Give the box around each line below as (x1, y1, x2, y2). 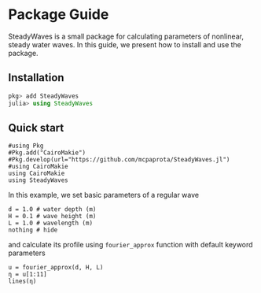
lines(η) (8, 277, 37, 285)
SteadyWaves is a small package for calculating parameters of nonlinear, (8, 32, 244, 41)
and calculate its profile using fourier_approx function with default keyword (8, 240, 253, 250)
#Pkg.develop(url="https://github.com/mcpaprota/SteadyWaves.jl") (8, 156, 230, 164)
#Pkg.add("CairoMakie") (8, 149, 86, 157)
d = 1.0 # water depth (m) (8, 206, 97, 213)
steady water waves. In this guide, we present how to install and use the (8, 39, 242, 49)
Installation (8, 71, 64, 84)
